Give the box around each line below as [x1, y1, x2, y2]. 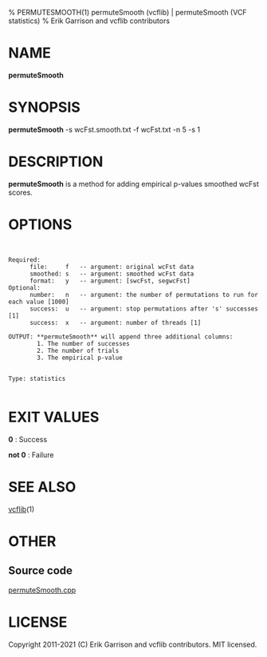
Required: [8, 255, 41, 263]
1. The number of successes [37, 339, 130, 347]
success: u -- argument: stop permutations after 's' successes [29, 304, 259, 313]
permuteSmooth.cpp [8, 585, 77, 595]
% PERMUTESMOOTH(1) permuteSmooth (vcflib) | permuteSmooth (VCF [8, 8, 247, 17]
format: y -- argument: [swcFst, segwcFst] [29, 276, 191, 285]
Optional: [8, 283, 41, 291]
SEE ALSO [8, 477, 77, 496]
